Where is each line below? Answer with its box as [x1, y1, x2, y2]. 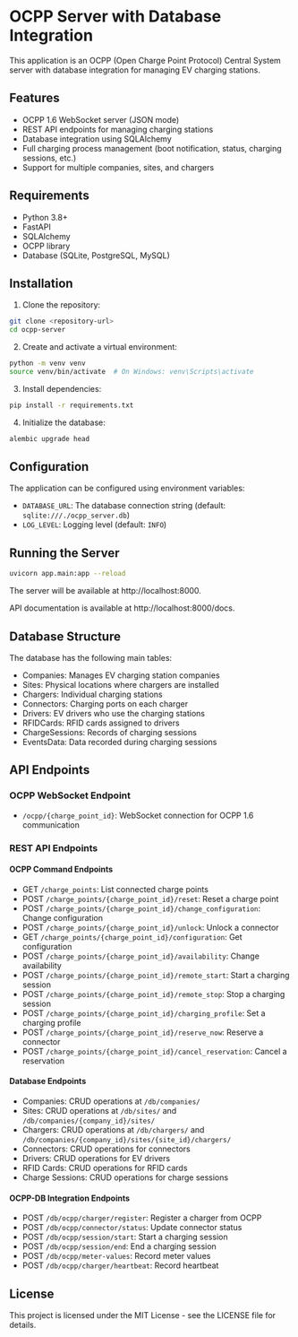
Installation [9, 275, 73, 291]
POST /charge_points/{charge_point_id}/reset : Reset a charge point [21, 893, 279, 904]
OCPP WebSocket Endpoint [9, 789, 132, 802]
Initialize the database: [21, 417, 106, 428]
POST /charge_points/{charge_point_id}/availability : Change [21, 951, 260, 961]
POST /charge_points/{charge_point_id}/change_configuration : [21, 903, 261, 914]
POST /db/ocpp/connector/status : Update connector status [21, 1222, 243, 1233]
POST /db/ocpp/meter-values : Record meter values [21, 1251, 211, 1262]
